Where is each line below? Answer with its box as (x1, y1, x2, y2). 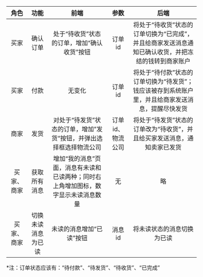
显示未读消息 (59, 191, 95, 199)
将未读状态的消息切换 (132, 225, 194, 233)
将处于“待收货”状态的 (133, 21, 193, 29)
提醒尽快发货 (150, 105, 188, 112)
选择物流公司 (65, 143, 101, 151)
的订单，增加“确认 (51, 39, 103, 47)
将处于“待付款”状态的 (133, 68, 193, 76)
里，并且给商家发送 (132, 96, 188, 103)
